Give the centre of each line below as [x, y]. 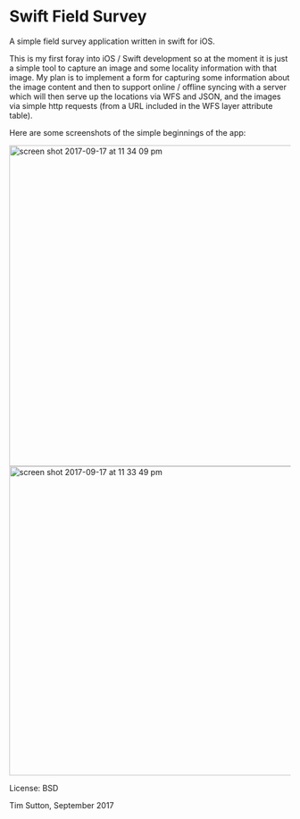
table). [21, 115]
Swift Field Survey [78, 17]
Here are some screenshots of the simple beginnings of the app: [128, 132]
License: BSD [34, 788]
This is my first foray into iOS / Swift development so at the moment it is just [149, 58]
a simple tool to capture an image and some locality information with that [143, 68]
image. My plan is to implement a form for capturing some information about [150, 77]
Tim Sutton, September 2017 [62, 805]
